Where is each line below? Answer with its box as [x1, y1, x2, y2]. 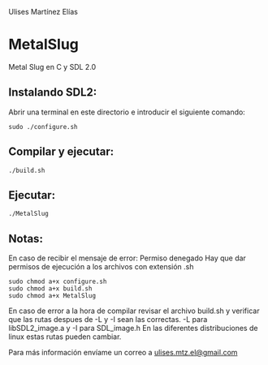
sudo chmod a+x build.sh [8, 285, 93, 293]
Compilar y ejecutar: [8, 145, 115, 159]
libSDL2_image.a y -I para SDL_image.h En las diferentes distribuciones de [8, 324, 258, 333]
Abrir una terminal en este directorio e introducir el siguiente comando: [8, 107, 245, 117]
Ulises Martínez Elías [8, 7, 79, 16]
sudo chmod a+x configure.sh [8, 277, 107, 286]
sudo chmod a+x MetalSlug [8, 292, 96, 300]
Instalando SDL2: [8, 85, 97, 100]
